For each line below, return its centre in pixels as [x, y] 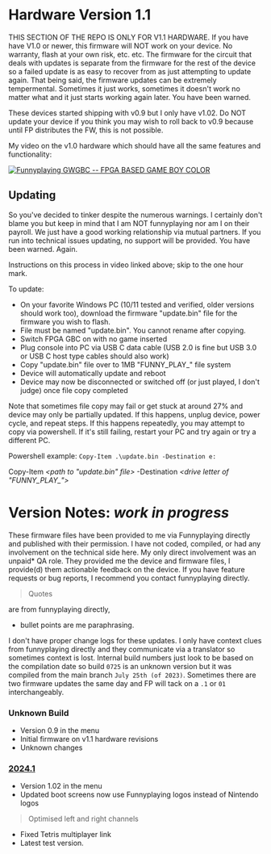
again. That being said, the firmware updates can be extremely [113, 80]
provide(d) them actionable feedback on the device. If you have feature [127, 569]
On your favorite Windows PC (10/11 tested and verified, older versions [137, 304]
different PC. [29, 440]
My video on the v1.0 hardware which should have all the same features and [135, 145]
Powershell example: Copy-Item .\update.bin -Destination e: [112, 456]
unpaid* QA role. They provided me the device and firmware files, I [119, 561]
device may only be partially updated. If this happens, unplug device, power [134, 414]
